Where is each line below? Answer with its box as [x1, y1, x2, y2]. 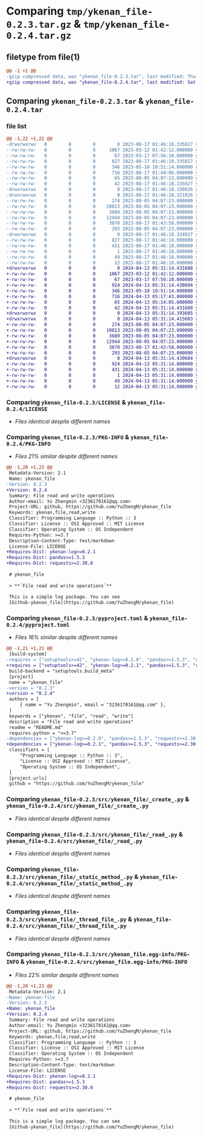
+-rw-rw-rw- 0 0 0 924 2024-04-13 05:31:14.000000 [6, 361, 193, 367]
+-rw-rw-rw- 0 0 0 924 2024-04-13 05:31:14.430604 [6, 282, 193, 288]
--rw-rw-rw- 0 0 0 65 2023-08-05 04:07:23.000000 [6, 175, 193, 181]
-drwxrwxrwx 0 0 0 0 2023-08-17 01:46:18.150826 [6, 187, 193, 193]
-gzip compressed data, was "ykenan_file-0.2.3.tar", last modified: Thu [6, 73, 196, 79]
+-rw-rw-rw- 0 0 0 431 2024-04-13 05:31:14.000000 [6, 367, 193, 373]
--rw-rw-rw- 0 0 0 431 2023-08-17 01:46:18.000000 [6, 242, 193, 249]
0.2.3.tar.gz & [6, 17, 82, 31]
